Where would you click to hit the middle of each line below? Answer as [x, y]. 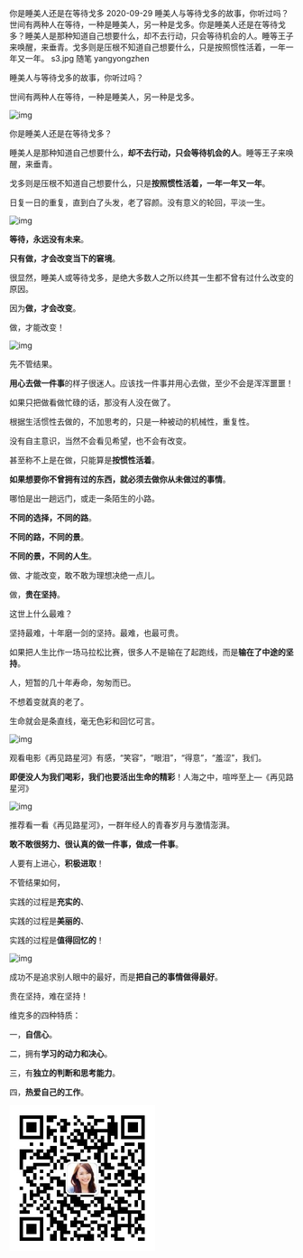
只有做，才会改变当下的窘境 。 [64, 258]
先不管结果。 [33, 364]
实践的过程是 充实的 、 [49, 901]
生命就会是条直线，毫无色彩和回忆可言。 [84, 721]
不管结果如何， [37, 882]
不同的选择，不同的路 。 [53, 517]
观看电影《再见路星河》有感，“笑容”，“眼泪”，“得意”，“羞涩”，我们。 [138, 758]
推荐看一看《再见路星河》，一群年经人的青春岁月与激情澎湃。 [122, 825]
